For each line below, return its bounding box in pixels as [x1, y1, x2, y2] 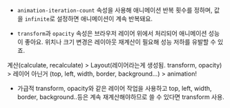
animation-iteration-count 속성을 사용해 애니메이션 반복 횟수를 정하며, [17, 6, 213, 14]
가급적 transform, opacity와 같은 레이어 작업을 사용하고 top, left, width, [17, 85, 212, 92]
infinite [24, 16, 50, 23]
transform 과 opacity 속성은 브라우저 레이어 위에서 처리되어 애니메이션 [17, 30, 207, 37]
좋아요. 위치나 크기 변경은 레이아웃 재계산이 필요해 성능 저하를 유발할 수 [24, 38, 216, 46]
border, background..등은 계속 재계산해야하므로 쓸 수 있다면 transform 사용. [17, 93, 224, 101]
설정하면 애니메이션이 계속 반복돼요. [56, 14, 153, 23]
